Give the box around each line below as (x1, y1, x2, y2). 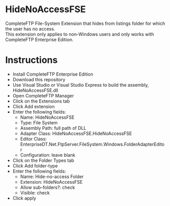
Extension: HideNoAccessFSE (20, 179, 83, 185)
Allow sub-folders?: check (20, 184, 75, 190)
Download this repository (12, 76, 65, 82)
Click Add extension (12, 103, 55, 110)
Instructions (5, 54, 58, 66)
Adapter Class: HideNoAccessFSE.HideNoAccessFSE (20, 130, 132, 136)
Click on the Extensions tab (12, 98, 70, 104)
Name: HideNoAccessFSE (20, 114, 75, 120)
